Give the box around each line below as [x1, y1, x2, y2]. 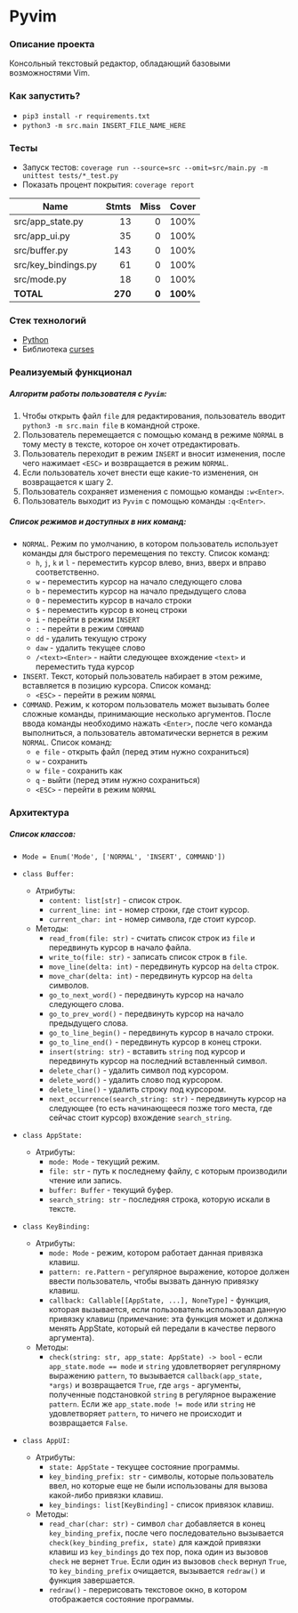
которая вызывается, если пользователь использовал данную [48, 1304, 286, 1315]
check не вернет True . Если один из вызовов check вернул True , [48, 1556, 287, 1567]
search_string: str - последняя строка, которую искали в [48, 1194, 270, 1205]
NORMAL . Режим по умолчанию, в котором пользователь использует [21, 538, 278, 549]
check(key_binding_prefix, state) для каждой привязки [48, 1537, 262, 1548]
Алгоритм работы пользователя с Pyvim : [9, 388, 167, 399]
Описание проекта [9, 38, 95, 51]
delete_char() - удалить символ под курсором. [48, 1065, 229, 1076]
